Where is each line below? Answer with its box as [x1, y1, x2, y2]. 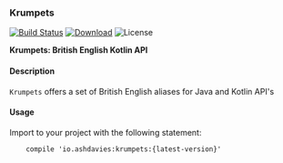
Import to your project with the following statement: [9, 127, 202, 138]
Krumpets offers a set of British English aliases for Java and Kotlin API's [9, 86, 275, 97]
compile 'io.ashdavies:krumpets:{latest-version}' [25, 144, 222, 154]
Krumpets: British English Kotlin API [9, 45, 148, 56]
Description [9, 66, 56, 76]
